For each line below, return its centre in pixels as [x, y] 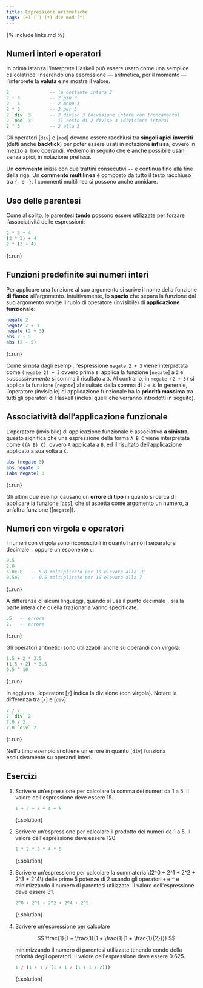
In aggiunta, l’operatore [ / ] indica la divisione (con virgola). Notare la [92, 693]
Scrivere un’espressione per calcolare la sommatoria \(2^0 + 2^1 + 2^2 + [105, 873]
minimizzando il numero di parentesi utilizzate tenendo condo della [98, 950]
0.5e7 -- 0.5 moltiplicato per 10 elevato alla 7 [74, 577]
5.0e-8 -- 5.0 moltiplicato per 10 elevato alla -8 [76, 572]
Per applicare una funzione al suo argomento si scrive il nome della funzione [102, 289]
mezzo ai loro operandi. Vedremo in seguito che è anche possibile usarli [96, 151]
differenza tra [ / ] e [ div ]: [37, 699]
